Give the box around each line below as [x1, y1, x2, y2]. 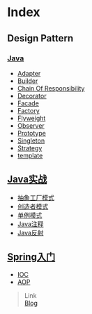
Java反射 [17, 228, 44, 237]
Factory [17, 106, 40, 115]
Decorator [17, 91, 47, 100]
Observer [17, 121, 45, 130]
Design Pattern [7, 32, 74, 44]
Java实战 [7, 174, 47, 185]
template [17, 151, 43, 159]
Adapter [17, 69, 41, 77]
